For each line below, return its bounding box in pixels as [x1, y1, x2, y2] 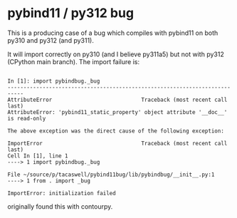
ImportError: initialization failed [7, 190, 116, 197]
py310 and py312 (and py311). [7, 36, 94, 44]
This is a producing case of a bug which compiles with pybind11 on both [7, 28, 218, 37]
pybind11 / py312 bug [7, 5, 134, 21]
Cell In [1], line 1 [7, 152, 69, 160]
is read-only [7, 115, 46, 122]
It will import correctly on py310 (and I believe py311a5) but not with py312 [7, 50, 224, 58]
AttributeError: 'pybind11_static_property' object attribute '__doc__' [7, 108, 228, 115]
